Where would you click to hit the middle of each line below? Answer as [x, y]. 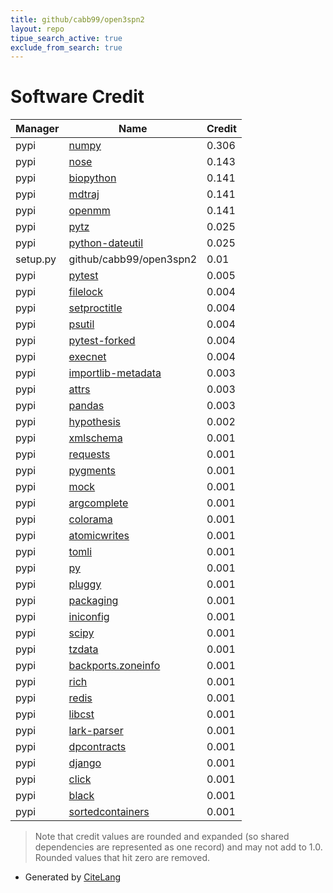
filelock [85, 292]
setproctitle [95, 308]
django [85, 763]
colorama [90, 519]
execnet [87, 357]
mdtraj [84, 194]
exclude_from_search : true [66, 47]
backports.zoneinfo [114, 666]
